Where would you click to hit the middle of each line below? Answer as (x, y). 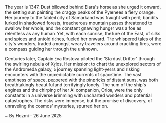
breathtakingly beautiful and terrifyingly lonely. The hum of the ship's (76, 85)
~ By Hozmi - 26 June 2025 (33, 115)
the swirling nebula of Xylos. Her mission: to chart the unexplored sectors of (83, 64)
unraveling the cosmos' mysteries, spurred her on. (56, 106)
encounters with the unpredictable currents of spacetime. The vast (74, 74)
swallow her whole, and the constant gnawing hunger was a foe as (73, 28)
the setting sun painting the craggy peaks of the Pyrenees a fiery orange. (80, 12)
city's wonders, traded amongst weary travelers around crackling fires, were (83, 44)
